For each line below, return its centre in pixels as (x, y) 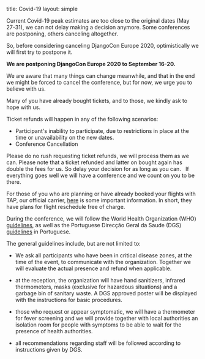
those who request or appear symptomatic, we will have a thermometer (105, 312)
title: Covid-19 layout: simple (42, 9)
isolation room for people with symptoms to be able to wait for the (98, 325)
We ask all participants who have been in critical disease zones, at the (104, 255)
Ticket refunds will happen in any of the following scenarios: (82, 119)
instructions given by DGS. (49, 350)
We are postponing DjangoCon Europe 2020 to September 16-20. (91, 64)
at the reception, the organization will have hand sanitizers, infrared (100, 280)
